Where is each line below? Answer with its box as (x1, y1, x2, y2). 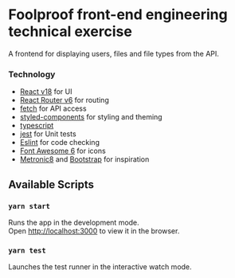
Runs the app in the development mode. (8, 217, 139, 227)
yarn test (8, 245, 46, 255)
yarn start (8, 202, 50, 210)
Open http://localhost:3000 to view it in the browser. (8, 225, 180, 236)
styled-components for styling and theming (19, 112, 163, 122)
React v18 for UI (19, 87, 73, 96)
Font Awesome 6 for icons (19, 146, 106, 156)
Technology (8, 69, 56, 80)
